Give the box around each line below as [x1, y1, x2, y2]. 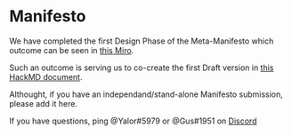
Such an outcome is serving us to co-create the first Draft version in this [9, 62, 274, 73]
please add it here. [9, 98, 78, 108]
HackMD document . [9, 71, 83, 82]
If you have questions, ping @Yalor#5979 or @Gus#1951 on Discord [9, 115, 257, 126]
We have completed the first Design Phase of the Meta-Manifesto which [9, 36, 274, 46]
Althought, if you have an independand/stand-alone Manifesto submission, [9, 89, 283, 99]
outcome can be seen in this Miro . [9, 44, 134, 55]
